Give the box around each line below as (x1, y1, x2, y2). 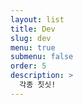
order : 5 (10, 61, 47, 71)
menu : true (10, 42, 56, 53)
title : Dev (10, 24, 56, 34)
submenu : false (10, 52, 74, 62)
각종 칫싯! (19, 80, 57, 90)
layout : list (10, 14, 65, 25)
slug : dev (10, 33, 52, 43)
